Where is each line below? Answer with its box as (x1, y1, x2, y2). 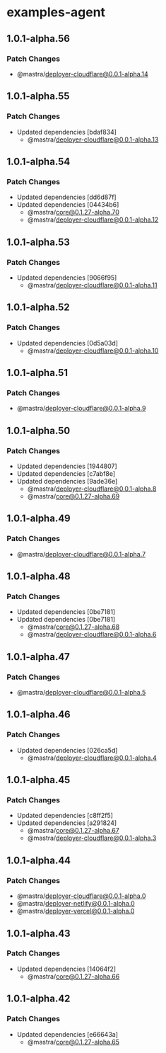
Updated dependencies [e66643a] (16, 1030, 118, 1038)
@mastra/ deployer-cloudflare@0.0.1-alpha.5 (16, 688, 146, 697)
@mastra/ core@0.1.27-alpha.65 (27, 1037, 120, 1046)
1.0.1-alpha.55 (6, 90, 70, 103)
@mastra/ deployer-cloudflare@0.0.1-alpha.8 (27, 484, 157, 493)
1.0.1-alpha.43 (6, 927, 71, 939)
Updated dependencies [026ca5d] (16, 746, 118, 754)
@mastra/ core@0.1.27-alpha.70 (27, 208, 119, 217)
